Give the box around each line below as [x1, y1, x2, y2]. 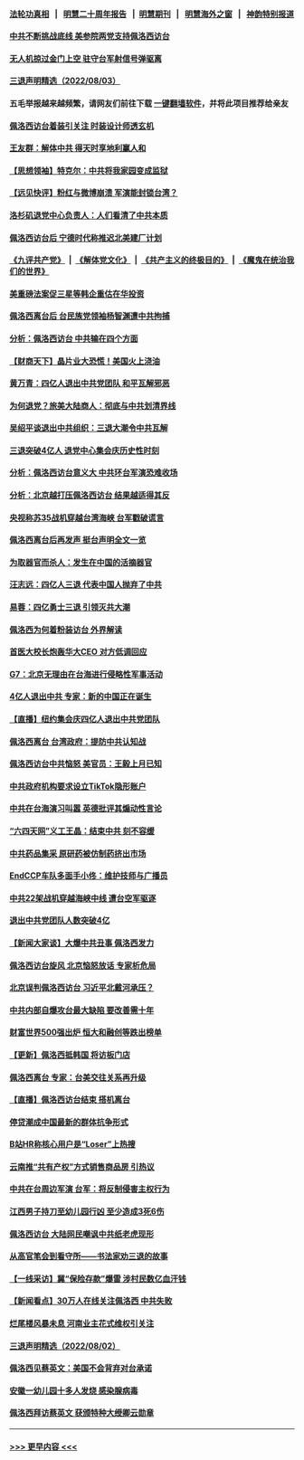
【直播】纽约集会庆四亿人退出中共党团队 [9, 714, 160, 724]
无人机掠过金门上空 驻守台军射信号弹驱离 [9, 52, 163, 63]
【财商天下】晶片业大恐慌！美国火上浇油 [9, 356, 160, 366]
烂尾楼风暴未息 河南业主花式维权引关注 [9, 1318, 155, 1329]
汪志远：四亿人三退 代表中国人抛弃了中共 [9, 579, 163, 590]
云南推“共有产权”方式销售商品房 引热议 [9, 1161, 156, 1171]
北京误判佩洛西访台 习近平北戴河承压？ [9, 982, 155, 993]
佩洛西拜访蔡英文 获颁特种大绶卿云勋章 [9, 1408, 155, 1418]
